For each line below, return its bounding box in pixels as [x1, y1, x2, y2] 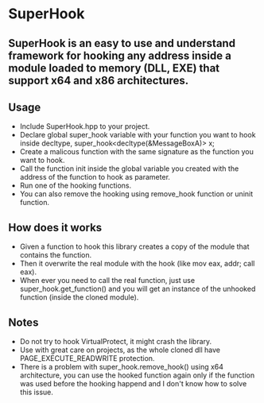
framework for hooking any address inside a [8, 48, 232, 62]
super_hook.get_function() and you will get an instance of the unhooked [19, 284, 256, 294]
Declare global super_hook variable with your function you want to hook [19, 130, 256, 140]
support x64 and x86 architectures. [8, 73, 189, 87]
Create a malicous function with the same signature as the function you [19, 147, 254, 157]
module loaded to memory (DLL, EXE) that [8, 61, 220, 75]
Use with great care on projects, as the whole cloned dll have [19, 345, 221, 355]
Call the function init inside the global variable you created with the [19, 164, 239, 173]
